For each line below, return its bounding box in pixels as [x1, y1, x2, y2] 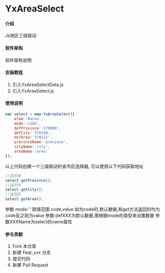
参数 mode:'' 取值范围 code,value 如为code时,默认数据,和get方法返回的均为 [5, 206, 160, 212]
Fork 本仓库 [12, 243, 36, 249]
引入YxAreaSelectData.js [12, 81, 64, 88]
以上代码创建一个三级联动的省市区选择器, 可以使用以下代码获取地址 [5, 163, 143, 169]
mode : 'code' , [14, 121, 41, 126]
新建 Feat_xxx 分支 [12, 249, 51, 255]
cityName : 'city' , [14, 144, 50, 149]
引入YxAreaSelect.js [12, 88, 54, 94]
